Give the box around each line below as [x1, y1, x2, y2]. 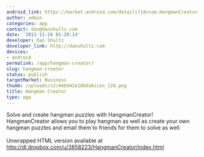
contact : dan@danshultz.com [6, 26, 78, 32]
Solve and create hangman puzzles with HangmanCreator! [6, 111, 154, 118]
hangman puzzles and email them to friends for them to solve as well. [6, 123, 181, 131]
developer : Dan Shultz [6, 37, 64, 43]
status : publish [6, 71, 48, 78]
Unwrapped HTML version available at [6, 137, 103, 144]
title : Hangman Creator [6, 89, 67, 95]
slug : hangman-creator [6, 65, 64, 72]
